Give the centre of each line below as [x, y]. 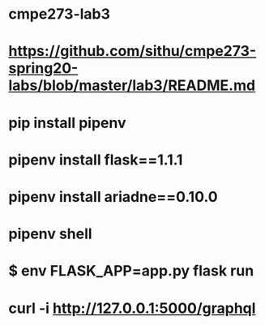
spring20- [43, 68]
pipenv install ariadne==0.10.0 [113, 197]
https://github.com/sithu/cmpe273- [132, 51]
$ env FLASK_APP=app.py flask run [131, 271]
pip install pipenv [67, 123]
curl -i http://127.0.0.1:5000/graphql [132, 308]
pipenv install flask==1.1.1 [96, 160]
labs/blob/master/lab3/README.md [132, 86]
